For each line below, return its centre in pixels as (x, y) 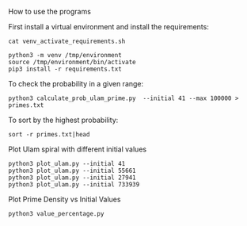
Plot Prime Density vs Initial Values (65, 199)
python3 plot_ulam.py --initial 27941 (72, 178)
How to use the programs (49, 11)
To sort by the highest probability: (63, 120)
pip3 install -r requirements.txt (65, 69)
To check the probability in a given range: (76, 84)
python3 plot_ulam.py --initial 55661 (72, 170)
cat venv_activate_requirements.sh (67, 41)
